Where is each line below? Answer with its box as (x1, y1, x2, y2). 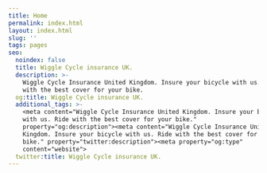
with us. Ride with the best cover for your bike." (22, 116, 197, 124)
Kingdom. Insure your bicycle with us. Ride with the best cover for (22, 130, 258, 138)
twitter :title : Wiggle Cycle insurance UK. (15, 152, 161, 160)
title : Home (8, 11, 48, 20)
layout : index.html (8, 26, 73, 34)
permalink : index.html (8, 19, 83, 27)
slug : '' (8, 33, 37, 42)
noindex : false (15, 57, 66, 65)
